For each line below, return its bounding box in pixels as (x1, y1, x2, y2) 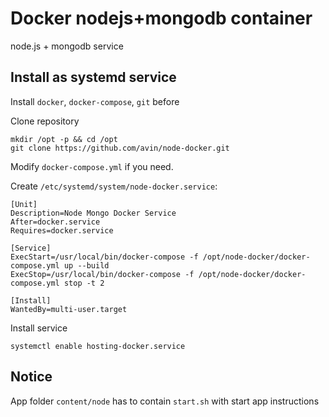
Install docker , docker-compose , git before (10, 95, 180, 107)
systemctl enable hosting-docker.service (10, 341, 186, 351)
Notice (10, 368, 53, 386)
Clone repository (10, 115, 80, 127)
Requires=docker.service (10, 225, 114, 236)
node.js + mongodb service (10, 40, 124, 52)
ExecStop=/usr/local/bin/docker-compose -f (10, 269, 195, 279)
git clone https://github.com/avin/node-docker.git (10, 143, 230, 153)
